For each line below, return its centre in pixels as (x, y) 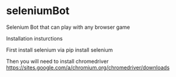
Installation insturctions (35, 38)
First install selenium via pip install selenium (60, 50)
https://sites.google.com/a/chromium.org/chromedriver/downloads (88, 67)
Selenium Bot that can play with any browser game (68, 27)
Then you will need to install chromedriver (57, 61)
